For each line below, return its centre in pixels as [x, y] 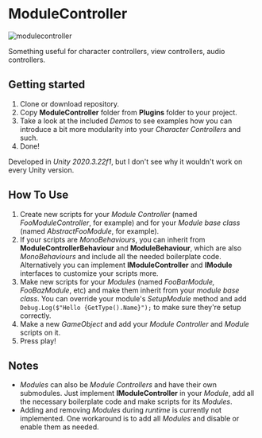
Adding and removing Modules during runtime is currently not [121, 410]
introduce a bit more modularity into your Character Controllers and [130, 129]
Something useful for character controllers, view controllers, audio [117, 51]
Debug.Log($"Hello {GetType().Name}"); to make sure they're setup [130, 307]
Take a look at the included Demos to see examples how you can [126, 121]
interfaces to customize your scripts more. [89, 273]
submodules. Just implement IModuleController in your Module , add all [137, 393]
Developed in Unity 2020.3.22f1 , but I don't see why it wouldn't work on [125, 161]
